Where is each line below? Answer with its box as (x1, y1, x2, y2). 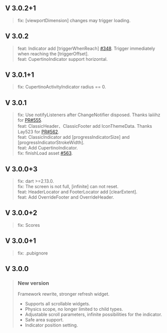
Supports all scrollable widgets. (25, 301, 91, 307)
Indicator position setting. (25, 322, 78, 328)
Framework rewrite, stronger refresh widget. (17, 291, 110, 297)
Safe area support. (25, 317, 64, 323)
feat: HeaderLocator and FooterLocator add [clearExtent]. (17, 189, 137, 195)
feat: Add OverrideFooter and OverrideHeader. (17, 194, 114, 200)
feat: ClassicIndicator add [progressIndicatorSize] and (17, 134, 130, 140)
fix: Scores (17, 222, 40, 228)
